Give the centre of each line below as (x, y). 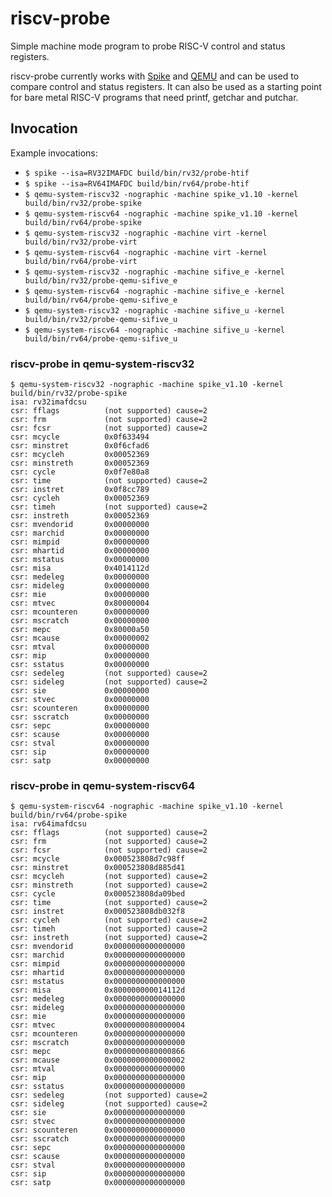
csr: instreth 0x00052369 (80, 516)
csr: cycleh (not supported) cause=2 (109, 920)
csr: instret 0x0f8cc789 (80, 490)
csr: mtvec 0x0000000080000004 (98, 1025)
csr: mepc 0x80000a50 (80, 630)
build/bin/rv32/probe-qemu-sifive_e (101, 280)
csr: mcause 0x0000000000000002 (98, 1060)
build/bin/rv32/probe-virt (81, 242)
